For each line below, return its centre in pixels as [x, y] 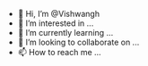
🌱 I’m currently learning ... [65, 33]
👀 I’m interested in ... [56, 23]
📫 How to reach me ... [59, 52]
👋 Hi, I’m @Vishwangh [59, 14]
